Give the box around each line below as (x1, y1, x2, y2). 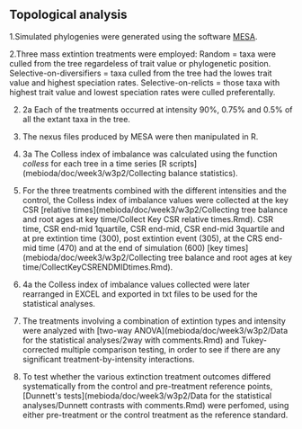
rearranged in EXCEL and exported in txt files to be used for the (22, 288, 258, 299)
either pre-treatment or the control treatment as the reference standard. (22, 409, 289, 420)
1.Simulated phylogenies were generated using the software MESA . (9, 31, 258, 41)
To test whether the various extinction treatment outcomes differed (22, 371, 271, 381)
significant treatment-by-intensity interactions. (22, 353, 195, 364)
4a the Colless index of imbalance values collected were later (22, 279, 250, 290)
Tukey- (241, 335, 268, 345)
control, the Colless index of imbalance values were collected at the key (22, 194, 289, 205)
